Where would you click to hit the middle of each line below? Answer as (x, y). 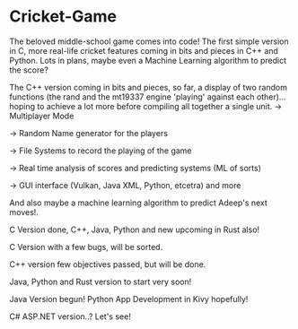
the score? (29, 70)
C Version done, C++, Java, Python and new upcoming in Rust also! (135, 229)
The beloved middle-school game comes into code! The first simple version (149, 41)
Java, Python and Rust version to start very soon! (101, 281)
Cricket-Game (63, 17)
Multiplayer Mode (42, 116)
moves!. (24, 212)
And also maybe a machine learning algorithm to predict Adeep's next (138, 203)
